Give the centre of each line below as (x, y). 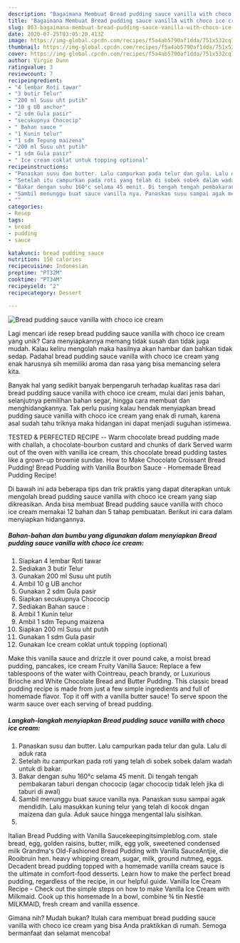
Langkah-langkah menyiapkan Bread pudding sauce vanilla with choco (116, 721)
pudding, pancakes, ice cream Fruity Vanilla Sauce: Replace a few (105, 666)
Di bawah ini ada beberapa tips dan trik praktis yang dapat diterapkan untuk (119, 489)
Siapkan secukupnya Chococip (64, 599)
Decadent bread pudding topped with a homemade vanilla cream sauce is (116, 867)
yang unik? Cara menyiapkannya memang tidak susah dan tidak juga (109, 341)
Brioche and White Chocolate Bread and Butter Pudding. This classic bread (118, 681)
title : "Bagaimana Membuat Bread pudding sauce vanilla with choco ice (116, 21)
